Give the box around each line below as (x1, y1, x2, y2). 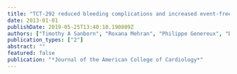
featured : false (7, 50, 55, 57)
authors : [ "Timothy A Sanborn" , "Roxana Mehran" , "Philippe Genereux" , (7, 30, 222, 37)
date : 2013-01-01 (7, 17, 59, 24)
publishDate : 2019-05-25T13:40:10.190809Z (7, 23, 134, 30)
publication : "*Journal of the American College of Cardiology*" (7, 56, 203, 63)
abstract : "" (7, 43, 46, 50)
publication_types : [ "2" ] (7, 37, 83, 44)
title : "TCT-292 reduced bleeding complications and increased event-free (7, 10, 232, 18)
